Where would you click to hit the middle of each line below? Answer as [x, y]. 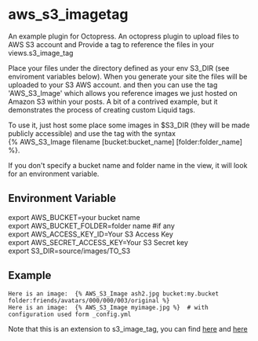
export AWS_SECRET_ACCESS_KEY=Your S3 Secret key [98, 242]
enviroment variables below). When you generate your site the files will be [128, 76]
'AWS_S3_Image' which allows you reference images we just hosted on [123, 93]
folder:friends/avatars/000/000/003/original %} [89, 300]
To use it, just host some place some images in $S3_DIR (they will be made [129, 125]
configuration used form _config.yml [70, 314]
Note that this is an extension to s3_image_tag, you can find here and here [128, 328]
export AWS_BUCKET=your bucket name [74, 217]
